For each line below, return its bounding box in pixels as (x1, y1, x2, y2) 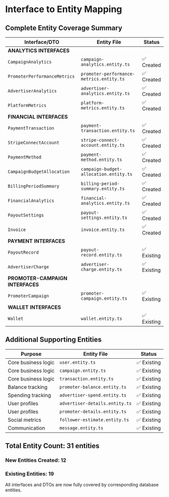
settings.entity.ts (80, 215, 127, 220)
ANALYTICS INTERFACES (8, 47, 70, 54)
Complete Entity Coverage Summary (5, 24, 122, 32)
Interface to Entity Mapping (5, 4, 122, 15)
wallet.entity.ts (80, 316, 122, 321)
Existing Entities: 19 (5, 470, 54, 477)
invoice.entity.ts (80, 227, 125, 233)
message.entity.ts (59, 425, 104, 431)
